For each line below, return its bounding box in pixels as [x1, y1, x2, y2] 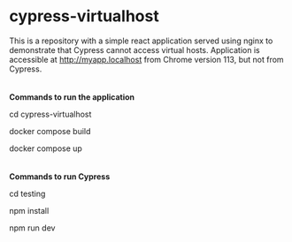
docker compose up [9, 143, 82, 154]
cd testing [9, 188, 46, 199]
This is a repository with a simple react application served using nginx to [9, 35, 273, 46]
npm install [9, 205, 50, 216]
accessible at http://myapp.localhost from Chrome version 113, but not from [9, 54, 285, 64]
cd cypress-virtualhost [9, 109, 92, 119]
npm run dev [9, 223, 56, 233]
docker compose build [9, 125, 91, 136]
